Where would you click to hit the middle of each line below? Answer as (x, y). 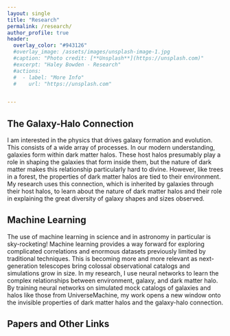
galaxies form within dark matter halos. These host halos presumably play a (114, 155)
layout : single (29, 13)
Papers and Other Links (58, 324)
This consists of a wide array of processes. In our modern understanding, (111, 148)
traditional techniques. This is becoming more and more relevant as (102, 258)
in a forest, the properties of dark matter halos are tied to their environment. (114, 177)
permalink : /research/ (39, 26)
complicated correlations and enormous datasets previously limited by (106, 251)
